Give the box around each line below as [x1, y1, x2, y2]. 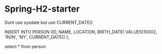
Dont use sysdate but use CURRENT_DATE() [4, 19, 93, 25]
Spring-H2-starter [4, 3, 80, 15]
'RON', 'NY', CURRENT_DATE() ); [4, 34, 69, 40]
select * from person [4, 43, 46, 49]
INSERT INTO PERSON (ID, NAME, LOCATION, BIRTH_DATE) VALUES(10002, [4, 29, 157, 35]
